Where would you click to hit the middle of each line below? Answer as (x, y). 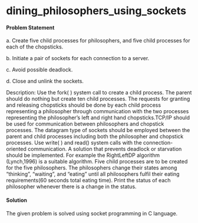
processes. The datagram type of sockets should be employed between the (98, 130)
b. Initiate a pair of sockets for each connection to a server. (78, 58)
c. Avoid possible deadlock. (39, 70)
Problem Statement (30, 27)
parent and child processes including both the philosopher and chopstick (95, 136)
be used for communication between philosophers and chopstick (85, 124)
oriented (16, 149)
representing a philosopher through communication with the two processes (98, 112)
